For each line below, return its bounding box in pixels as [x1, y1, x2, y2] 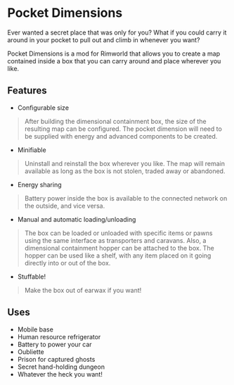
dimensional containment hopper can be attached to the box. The [24, 244, 214, 252]
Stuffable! [17, 272, 46, 281]
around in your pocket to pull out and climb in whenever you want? [7, 35, 200, 44]
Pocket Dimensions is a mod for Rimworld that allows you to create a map [7, 49, 221, 58]
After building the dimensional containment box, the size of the [24, 117, 207, 125]
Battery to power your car [17, 340, 93, 348]
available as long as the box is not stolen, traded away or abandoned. [24, 167, 226, 175]
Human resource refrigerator [17, 332, 101, 341]
